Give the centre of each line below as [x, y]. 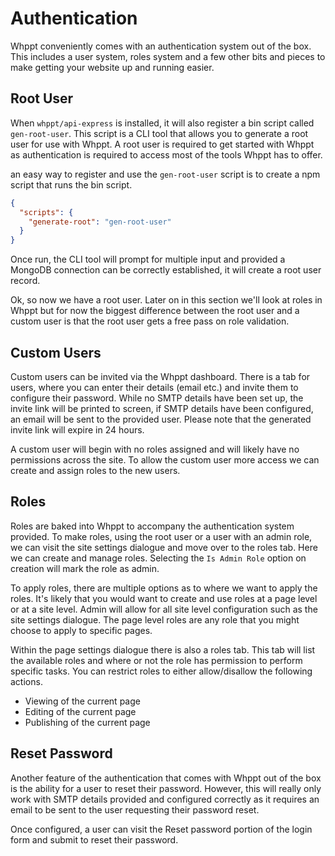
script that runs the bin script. [71, 184]
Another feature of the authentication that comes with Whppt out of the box [166, 778]
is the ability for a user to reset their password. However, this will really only [166, 788]
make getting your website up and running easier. [112, 67]
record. [25, 281]
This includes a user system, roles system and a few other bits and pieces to [168, 56]
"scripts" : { [46, 212]
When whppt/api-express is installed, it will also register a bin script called [162, 123]
